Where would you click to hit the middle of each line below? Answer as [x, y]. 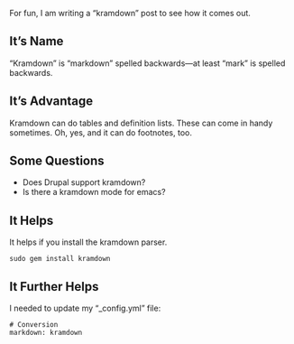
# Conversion [34, 325]
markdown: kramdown [46, 333]
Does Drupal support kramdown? [84, 182]
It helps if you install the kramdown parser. [88, 242]
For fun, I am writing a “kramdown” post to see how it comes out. [130, 13]
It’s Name [37, 41]
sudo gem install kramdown [60, 259]
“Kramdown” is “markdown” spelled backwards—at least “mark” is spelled [147, 63]
